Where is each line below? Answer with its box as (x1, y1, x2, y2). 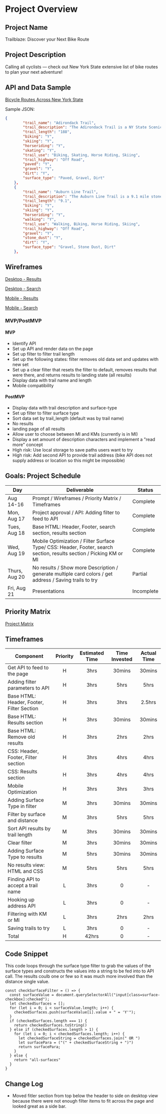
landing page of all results (12, 426, 65, 432)
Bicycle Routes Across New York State (5, 97, 83, 102)
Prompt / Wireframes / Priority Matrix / (32, 495, 122, 502)
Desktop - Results (5, 276, 42, 282)
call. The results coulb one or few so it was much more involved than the (5, 973, 153, 979)
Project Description (5, 51, 66, 59)
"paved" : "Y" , (23, 162, 52, 167)
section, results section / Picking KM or (32, 550, 123, 557)
